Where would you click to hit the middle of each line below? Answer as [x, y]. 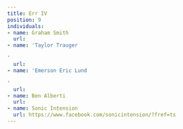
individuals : [26, 26]
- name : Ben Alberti [37, 96]
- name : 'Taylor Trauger [42, 45]
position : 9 [24, 20]
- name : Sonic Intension [42, 108]
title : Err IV [27, 13]
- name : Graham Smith [38, 33]
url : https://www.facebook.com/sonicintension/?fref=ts [95, 115]
